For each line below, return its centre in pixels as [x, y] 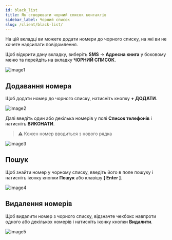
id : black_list [22, 10]
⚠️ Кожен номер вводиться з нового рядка [65, 134]
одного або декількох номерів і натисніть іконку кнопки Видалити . [79, 221]
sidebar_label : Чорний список [38, 20]
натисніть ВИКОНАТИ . [30, 124]
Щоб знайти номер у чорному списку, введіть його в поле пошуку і [79, 172]
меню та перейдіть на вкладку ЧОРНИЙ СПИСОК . [61, 60]
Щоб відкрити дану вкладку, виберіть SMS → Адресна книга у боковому [86, 54]
